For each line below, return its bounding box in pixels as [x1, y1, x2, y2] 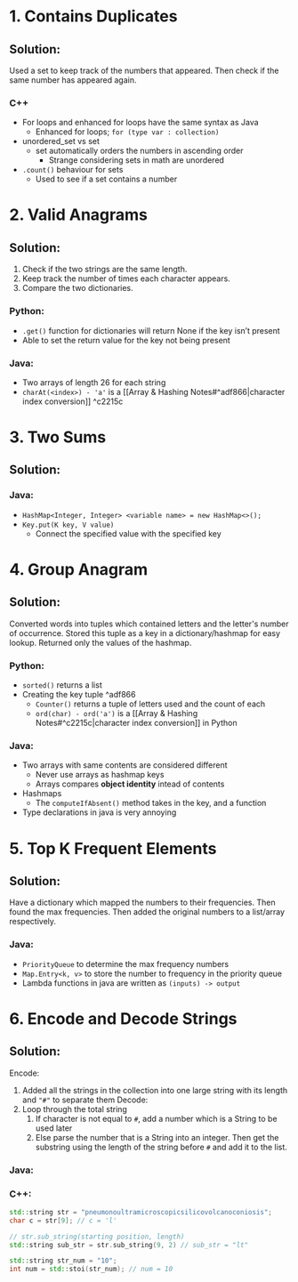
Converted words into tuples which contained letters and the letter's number [9, 618, 289, 629]
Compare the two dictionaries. [21, 283, 133, 294]
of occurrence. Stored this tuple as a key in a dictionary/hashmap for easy [9, 627, 281, 638]
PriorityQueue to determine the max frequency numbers [21, 958, 230, 969]
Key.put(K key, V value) [21, 520, 115, 529]
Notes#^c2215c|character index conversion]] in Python [35, 718, 238, 729]
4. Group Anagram [9, 559, 149, 579]
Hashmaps [21, 788, 62, 799]
